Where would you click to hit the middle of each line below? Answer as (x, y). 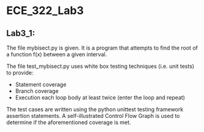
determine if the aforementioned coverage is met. (69, 122)
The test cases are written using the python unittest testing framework (95, 109)
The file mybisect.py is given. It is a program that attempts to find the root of (102, 48)
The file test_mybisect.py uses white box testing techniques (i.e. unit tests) (100, 66)
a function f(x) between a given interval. (56, 54)
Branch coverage (37, 91)
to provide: (20, 73)
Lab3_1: (21, 33)
